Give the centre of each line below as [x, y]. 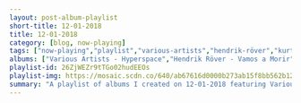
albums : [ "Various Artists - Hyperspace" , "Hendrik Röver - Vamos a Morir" [152, 59]
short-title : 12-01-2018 [56, 26]
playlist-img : [36, 76]
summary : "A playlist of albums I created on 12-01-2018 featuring [138, 84]
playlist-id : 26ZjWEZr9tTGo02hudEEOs [80, 68]
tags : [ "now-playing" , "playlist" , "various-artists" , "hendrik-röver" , [142, 51]
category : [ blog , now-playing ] [68, 43]
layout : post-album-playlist [64, 17]
